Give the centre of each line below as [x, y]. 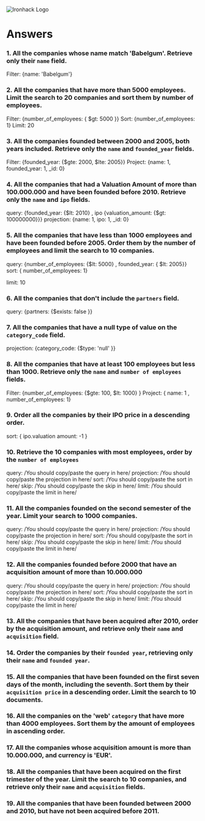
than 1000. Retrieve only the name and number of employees [94, 372]
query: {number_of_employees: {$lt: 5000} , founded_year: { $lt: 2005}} [97, 264]
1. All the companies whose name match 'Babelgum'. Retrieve [99, 53]
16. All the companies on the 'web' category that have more [95, 716]
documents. [25, 699]
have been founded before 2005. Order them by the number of [101, 243]
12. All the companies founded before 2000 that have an [91, 565]
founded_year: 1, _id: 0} [36, 169]
